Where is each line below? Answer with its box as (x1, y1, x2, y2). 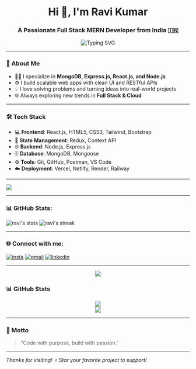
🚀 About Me (6, 60, 40, 68)
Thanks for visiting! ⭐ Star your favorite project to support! (6, 356, 147, 363)
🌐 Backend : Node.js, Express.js (14, 143, 92, 150)
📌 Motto (6, 326, 29, 334)
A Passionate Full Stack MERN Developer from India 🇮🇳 (17, 26, 179, 35)
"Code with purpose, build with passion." (20, 339, 119, 346)
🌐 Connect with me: (6, 240, 64, 248)
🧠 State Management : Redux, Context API (14, 137, 117, 144)
